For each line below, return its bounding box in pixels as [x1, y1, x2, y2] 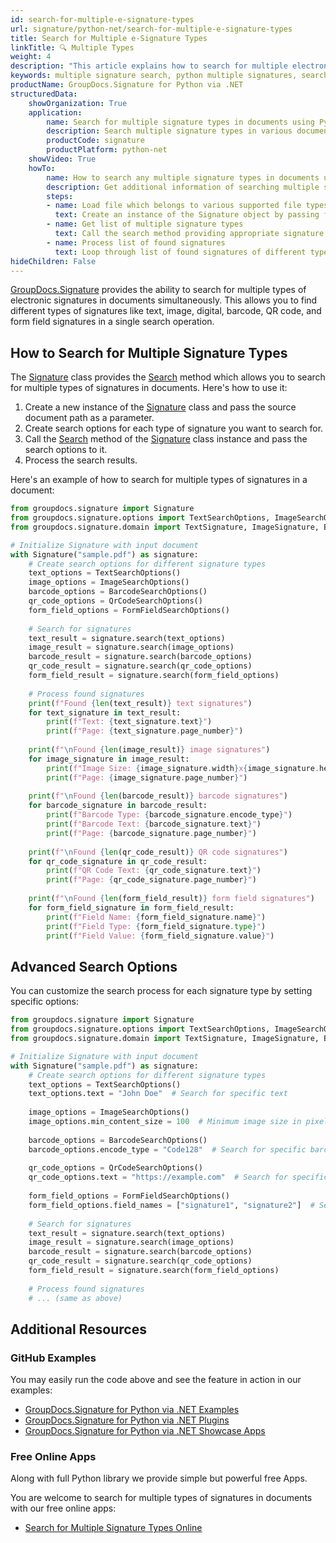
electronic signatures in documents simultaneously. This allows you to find [10, 294, 318, 306]
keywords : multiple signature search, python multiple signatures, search [10, 71, 329, 81]
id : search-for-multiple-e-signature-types [10, 14, 195, 25]
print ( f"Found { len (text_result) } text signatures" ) [28, 698, 253, 708]
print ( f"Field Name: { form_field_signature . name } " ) [46, 912, 267, 922]
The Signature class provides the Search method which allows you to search [10, 371, 326, 383]
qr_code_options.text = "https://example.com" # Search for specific [28, 1172, 329, 1183]
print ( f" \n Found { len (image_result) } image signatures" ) [28, 745, 271, 755]
